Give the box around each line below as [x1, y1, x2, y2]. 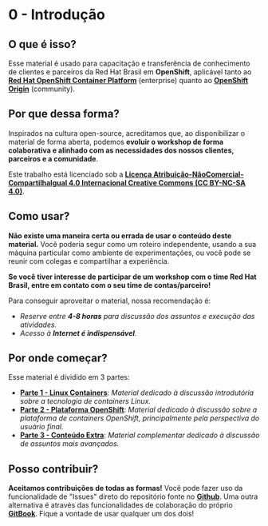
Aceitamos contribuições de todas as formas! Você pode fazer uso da [8, 484, 243, 493]
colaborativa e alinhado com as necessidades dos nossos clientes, [8, 145, 235, 155]
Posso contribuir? [8, 462, 99, 476]
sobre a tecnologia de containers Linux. [19, 396, 152, 406]
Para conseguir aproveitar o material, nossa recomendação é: [8, 296, 211, 305]
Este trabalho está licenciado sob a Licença [8, 169, 152, 179]
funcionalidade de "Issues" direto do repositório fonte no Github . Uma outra [8, 492, 258, 501]
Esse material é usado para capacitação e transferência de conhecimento [8, 58, 250, 68]
